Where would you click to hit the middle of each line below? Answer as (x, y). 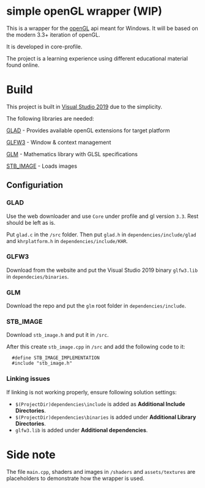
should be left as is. (31, 222)
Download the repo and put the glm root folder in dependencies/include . (96, 306)
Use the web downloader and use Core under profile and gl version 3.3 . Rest (102, 216)
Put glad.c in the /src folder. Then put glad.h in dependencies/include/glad (101, 235)
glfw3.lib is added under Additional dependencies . (81, 430)
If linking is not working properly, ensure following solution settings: (91, 392)
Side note (31, 455)
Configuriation (35, 185)
